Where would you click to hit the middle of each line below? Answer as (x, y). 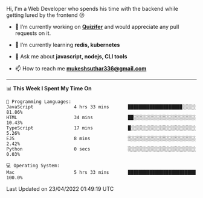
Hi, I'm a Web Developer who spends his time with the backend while (92, 9)
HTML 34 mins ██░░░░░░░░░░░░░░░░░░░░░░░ (101, 117)
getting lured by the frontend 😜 (46, 15)
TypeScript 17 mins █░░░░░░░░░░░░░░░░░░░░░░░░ (101, 128)
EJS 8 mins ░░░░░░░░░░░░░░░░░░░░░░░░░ (101, 138)
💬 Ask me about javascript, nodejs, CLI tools (71, 56)
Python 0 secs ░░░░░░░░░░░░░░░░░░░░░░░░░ (101, 149)
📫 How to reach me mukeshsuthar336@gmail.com (81, 68)
